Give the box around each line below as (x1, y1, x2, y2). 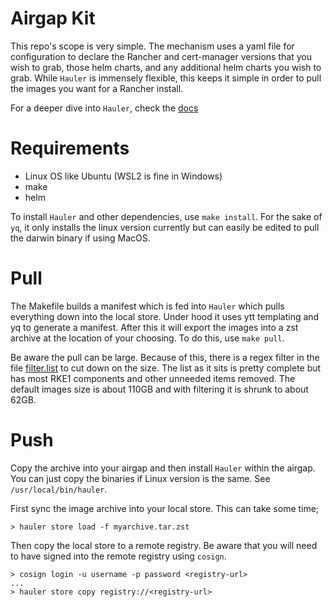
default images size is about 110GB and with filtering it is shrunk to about (10, 383, 309, 395)
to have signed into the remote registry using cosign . (10, 550, 227, 562)
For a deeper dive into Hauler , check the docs (10, 102, 199, 114)
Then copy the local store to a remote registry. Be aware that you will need (10, 539, 318, 551)
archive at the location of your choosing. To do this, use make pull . (10, 332, 285, 344)
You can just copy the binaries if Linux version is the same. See (10, 472, 271, 484)
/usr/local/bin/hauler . (10, 483, 108, 495)
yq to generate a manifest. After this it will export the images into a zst (10, 321, 299, 333)
